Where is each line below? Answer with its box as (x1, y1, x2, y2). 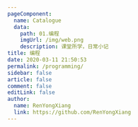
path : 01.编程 (20, 30, 59, 37)
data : (13, 23, 30, 30)
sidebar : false (7, 69, 52, 76)
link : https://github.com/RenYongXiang (13, 109, 132, 116)
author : (7, 96, 30, 103)
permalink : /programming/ (7, 63, 84, 70)
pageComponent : (7, 10, 52, 18)
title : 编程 (7, 50, 40, 57)
